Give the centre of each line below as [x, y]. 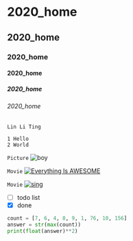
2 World [18, 145]
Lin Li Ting [24, 127]
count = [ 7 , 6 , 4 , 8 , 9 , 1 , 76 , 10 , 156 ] [67, 218]
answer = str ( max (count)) [44, 225]
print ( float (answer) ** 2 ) [43, 231]
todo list [28, 197]
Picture [18, 158]
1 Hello [18, 139]
